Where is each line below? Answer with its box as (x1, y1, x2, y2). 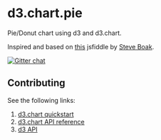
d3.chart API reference (17, 117, 85, 126)
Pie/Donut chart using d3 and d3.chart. (7, 29, 123, 37)
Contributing (7, 77, 66, 89)
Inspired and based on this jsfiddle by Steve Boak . (7, 42, 155, 51)
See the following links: (7, 96, 76, 104)
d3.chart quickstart (17, 109, 74, 119)
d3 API (17, 125, 38, 134)
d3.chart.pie (7, 5, 83, 21)
